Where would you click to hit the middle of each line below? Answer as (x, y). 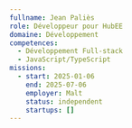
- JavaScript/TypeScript (64, 59)
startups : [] (50, 110)
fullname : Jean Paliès (52, 18)
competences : (34, 43)
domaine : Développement (54, 34)
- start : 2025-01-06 (56, 77)
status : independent (64, 101)
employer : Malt (54, 93)
